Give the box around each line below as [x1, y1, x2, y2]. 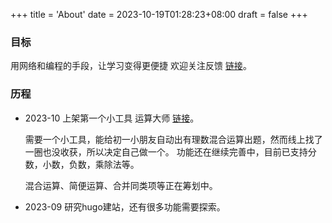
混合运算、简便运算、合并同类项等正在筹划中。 [24, 179, 218, 191]
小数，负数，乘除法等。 [42, 158, 140, 170]
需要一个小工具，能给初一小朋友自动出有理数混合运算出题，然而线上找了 [24, 133, 323, 145]
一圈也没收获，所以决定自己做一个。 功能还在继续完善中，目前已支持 [24, 145, 308, 158]
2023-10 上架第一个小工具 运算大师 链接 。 [24, 112, 200, 124]
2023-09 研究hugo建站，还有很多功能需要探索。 [24, 200, 226, 213]
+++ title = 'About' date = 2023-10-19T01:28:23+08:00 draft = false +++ [10, 9, 308, 20]
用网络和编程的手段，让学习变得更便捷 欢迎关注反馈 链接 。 [10, 60, 252, 72]
